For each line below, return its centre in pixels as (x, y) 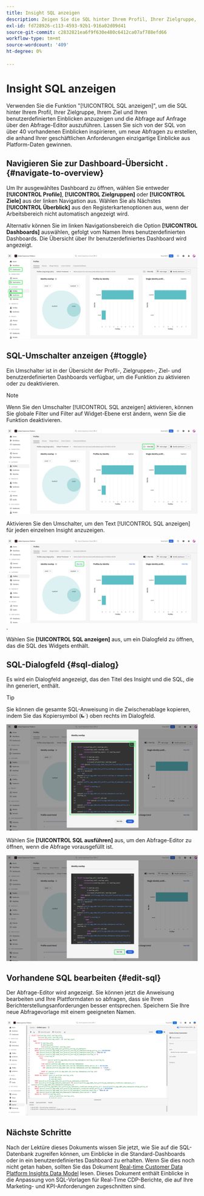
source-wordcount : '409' (38, 45)
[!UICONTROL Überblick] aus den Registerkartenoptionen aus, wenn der (97, 207)
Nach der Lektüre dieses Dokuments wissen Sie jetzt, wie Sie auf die (92, 1147)
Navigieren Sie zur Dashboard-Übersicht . (87, 164)
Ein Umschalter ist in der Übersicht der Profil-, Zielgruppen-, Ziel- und (94, 370)
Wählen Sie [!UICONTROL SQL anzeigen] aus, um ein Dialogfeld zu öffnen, (100, 639)
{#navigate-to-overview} (55, 173)
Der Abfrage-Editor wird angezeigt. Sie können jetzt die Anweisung (90, 993)
